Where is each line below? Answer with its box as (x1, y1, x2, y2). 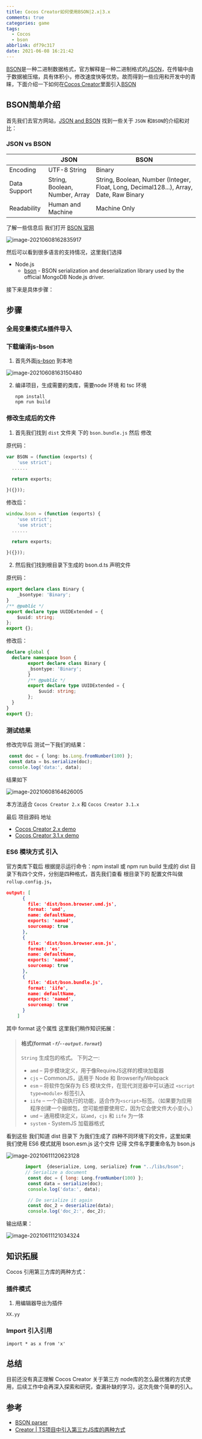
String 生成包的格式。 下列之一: (20, 1054, 100, 1062)
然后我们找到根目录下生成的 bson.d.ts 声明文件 (14, 561, 131, 568)
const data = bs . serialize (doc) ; (8, 758, 93, 764)
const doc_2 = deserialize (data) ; (28, 1203, 114, 1209)
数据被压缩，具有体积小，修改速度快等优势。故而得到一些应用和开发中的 (11, 73, 191, 80)
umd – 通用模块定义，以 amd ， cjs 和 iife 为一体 (29, 1112, 144, 1119)
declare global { (6, 649, 50, 655)
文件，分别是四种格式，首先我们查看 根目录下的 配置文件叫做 (32, 870, 183, 877)
